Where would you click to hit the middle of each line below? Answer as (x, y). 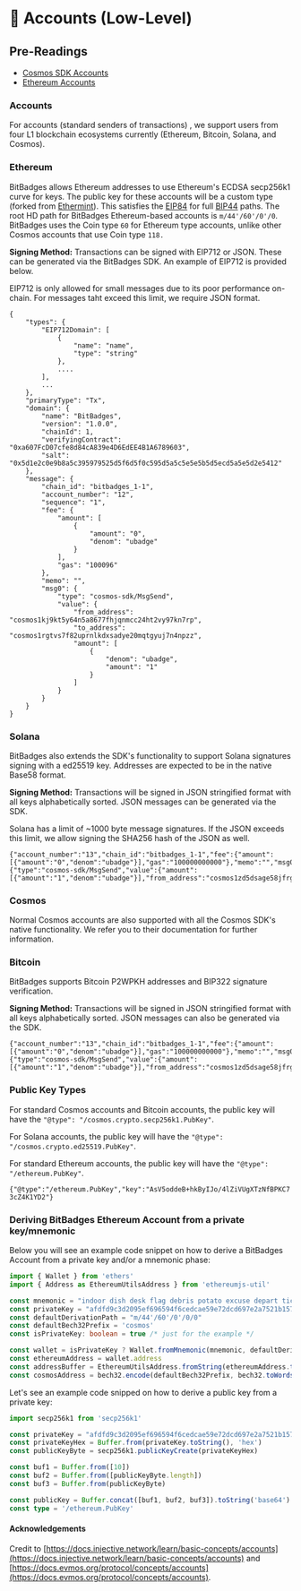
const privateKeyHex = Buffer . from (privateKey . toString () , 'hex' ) (136, 1443)
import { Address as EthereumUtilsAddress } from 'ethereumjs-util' (140, 1285)
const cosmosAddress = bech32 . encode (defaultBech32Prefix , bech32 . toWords (152, 1375)
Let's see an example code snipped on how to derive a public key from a (143, 1392)
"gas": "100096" (87, 565)
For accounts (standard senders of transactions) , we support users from (144, 125)
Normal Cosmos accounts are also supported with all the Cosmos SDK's (142, 920)
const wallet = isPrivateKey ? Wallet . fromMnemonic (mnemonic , (128, 1350)
